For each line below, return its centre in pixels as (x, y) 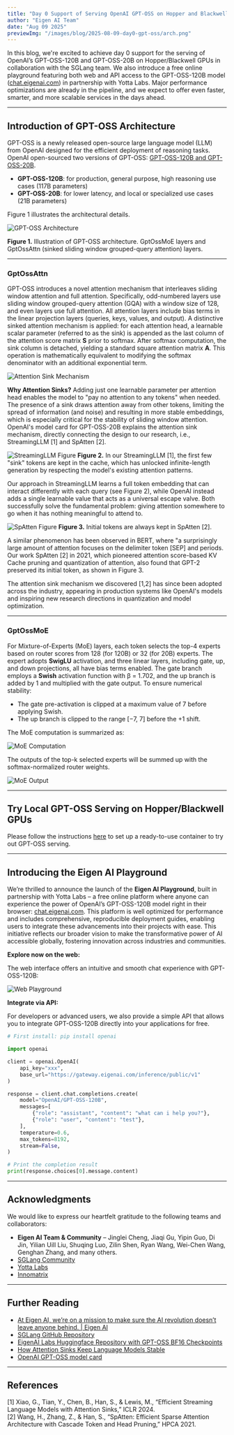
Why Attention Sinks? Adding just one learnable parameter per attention (112, 390)
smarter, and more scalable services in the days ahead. (86, 98)
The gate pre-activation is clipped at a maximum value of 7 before (112, 704)
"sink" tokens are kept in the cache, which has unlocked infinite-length (109, 463)
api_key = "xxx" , (42, 1068)
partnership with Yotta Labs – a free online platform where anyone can (108, 897)
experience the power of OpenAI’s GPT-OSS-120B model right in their (107, 904)
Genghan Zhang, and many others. (67, 1252)
